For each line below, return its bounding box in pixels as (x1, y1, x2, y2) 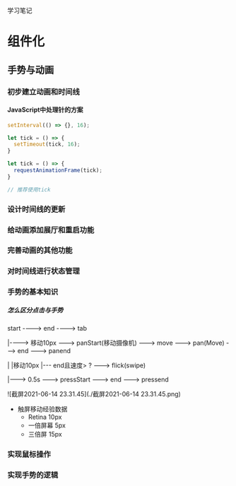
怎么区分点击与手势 (7, 306, 64, 314)
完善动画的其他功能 (7, 246, 73, 256)
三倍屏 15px (28, 430, 62, 439)
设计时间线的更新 (7, 204, 66, 214)
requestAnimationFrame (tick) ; (13, 167, 102, 174)
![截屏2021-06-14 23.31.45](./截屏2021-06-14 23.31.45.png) (7, 390, 182, 398)
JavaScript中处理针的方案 (7, 105, 83, 114)
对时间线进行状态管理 (7, 266, 80, 276)
